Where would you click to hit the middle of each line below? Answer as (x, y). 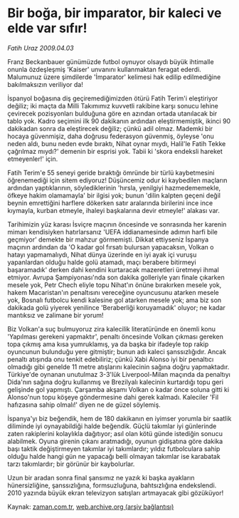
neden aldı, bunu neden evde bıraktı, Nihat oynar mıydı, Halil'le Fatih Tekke (117, 143)
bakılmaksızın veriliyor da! (45, 84)
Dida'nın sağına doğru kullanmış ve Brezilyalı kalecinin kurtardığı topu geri (116, 382)
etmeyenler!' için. (33, 159)
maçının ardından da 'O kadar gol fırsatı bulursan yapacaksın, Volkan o (111, 247)
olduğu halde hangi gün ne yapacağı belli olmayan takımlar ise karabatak (114, 456)
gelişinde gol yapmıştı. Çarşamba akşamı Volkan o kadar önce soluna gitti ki (118, 389)
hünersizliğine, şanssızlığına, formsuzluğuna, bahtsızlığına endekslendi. (112, 485)
